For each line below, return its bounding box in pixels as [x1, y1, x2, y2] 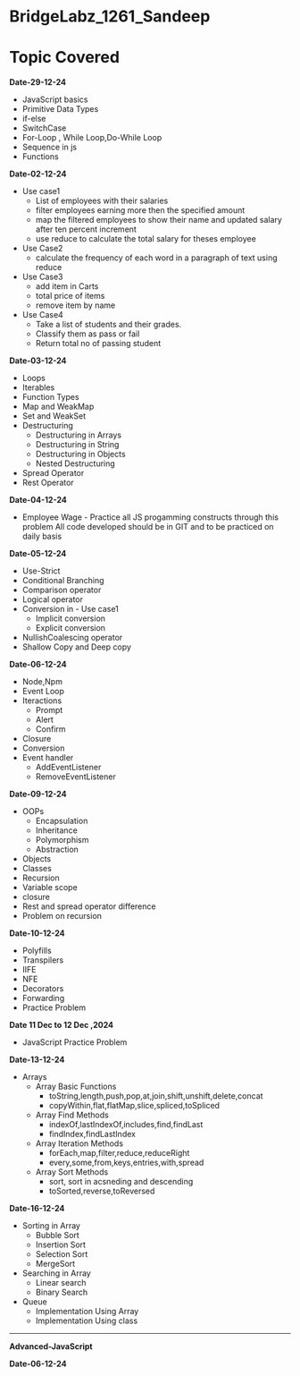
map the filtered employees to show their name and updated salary [35, 215, 283, 225]
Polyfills [21, 946, 52, 956]
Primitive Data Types [21, 104, 99, 115]
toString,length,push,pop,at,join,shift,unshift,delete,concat [48, 1091, 263, 1101]
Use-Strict [21, 565, 61, 576]
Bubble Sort [35, 1230, 80, 1241]
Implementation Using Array [35, 1306, 139, 1317]
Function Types [21, 392, 79, 403]
